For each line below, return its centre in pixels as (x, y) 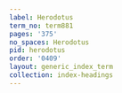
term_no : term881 (41, 26)
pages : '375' (33, 34)
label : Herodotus (41, 17)
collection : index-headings (61, 75)
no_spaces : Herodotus (49, 42)
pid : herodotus (37, 50)
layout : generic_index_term (61, 67)
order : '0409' (36, 58)
